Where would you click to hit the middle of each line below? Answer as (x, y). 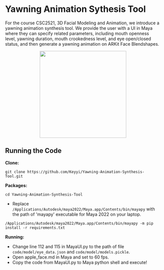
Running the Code (33, 151)
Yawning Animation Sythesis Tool (76, 9)
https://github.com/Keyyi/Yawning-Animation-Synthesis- (86, 172)
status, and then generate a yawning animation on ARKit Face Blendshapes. (82, 44)
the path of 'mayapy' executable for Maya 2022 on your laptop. (77, 214)
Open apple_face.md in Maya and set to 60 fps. (61, 257)
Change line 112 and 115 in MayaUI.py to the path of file (68, 246)
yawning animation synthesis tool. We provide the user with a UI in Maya (79, 28)
